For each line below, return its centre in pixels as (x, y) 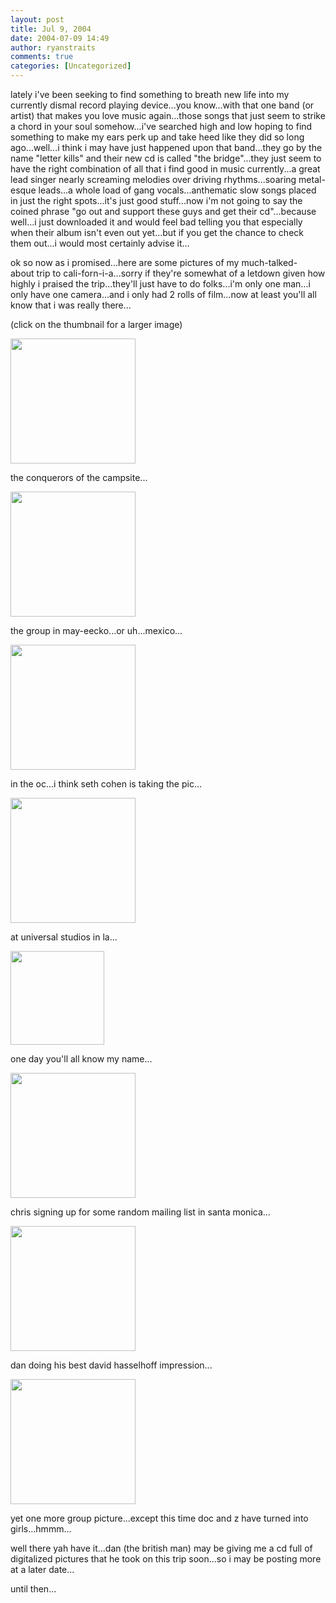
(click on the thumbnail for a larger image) (96, 324)
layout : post (37, 19)
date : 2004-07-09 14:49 (60, 38)
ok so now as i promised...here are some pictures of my (125, 262)
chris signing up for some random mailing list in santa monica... (140, 1212)
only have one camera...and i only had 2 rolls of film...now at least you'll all (163, 294)
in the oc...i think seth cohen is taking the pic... (106, 784)
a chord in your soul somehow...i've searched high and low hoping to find (161, 126)
